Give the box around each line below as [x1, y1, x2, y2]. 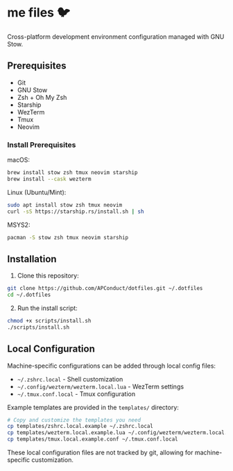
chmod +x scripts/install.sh [7, 317, 92, 324]
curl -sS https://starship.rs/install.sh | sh [7, 208, 144, 215]
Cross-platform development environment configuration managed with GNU [7, 32, 225, 41]
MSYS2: [7, 221, 31, 229]
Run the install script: [17, 304, 78, 312]
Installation [7, 253, 57, 265]
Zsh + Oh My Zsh [17, 93, 67, 101]
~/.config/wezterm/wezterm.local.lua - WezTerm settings [17, 382, 184, 391]
